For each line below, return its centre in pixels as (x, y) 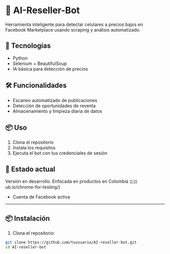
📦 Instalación (28, 218)
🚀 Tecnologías (28, 46)
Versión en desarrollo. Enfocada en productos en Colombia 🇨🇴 (71, 181)
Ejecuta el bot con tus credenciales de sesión (60, 153)
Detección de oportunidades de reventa (54, 106)
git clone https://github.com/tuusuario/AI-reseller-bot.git (71, 242)
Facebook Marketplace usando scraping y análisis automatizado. (73, 29)
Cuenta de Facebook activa (41, 197)
